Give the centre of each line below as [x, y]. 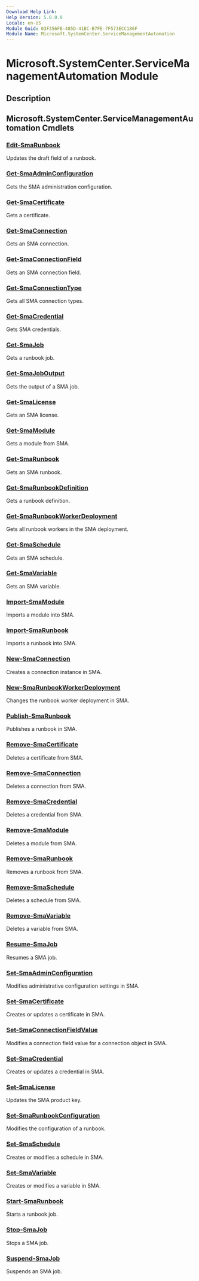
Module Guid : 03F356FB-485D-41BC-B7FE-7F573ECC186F [72, 28]
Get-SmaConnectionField [44, 259]
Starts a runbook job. [32, 1214]
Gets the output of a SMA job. [43, 386]
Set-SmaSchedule [33, 1144]
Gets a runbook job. [30, 358]
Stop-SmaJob [27, 1230]
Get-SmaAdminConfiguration [50, 174]
